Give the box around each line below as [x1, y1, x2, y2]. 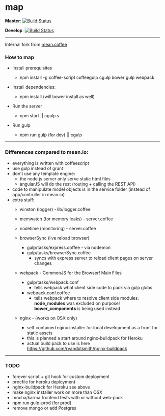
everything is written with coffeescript [12, 160, 89, 166]
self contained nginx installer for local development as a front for [27, 324, 158, 330]
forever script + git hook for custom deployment [12, 374, 110, 380]
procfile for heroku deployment [12, 379, 75, 384]
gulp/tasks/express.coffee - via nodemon [27, 244, 111, 250]
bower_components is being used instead [34, 305, 120, 312]
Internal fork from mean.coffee [5, 41, 67, 47]
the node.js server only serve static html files [19, 175, 111, 181]
